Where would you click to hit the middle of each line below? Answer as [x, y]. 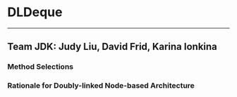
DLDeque [35, 12]
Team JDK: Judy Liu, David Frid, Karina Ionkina [112, 47]
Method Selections [41, 67]
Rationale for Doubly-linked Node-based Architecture [101, 86]
